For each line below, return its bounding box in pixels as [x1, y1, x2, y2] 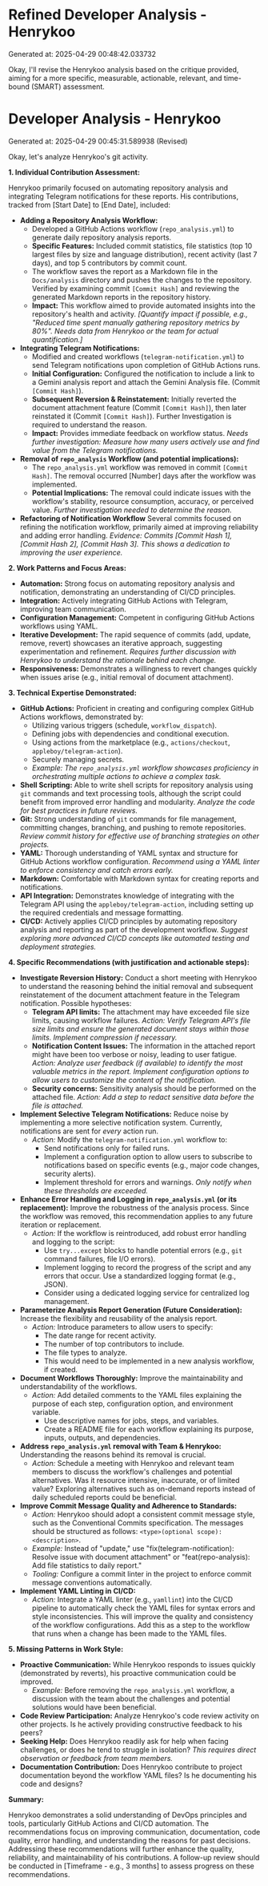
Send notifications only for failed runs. [43, 1143, 170, 1153]
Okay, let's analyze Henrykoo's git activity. [8, 151, 149, 161]
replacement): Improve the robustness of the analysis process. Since [19, 1202, 250, 1212]
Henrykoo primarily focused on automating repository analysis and [8, 183, 229, 192]
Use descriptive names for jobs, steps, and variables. [43, 1416, 219, 1425]
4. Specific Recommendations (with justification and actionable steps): [8, 957, 250, 967]
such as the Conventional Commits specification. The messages [31, 1517, 244, 1528]
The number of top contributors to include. [43, 1339, 185, 1348]
